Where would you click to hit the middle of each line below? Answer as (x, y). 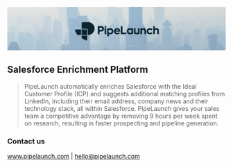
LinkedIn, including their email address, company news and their (116, 101)
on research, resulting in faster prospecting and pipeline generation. (121, 123)
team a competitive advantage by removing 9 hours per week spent (121, 116)
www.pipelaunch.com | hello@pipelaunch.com (74, 157)
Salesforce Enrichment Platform (78, 70)
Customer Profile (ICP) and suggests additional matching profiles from (124, 94)
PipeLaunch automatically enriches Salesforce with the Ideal (110, 86)
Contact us (26, 141)
